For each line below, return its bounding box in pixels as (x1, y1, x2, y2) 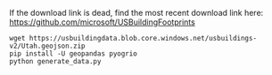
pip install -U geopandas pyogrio (9, 49, 138, 58)
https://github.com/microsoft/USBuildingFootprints (9, 17, 196, 27)
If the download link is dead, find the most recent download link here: (9, 8, 264, 18)
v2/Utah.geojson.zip (9, 41, 87, 50)
